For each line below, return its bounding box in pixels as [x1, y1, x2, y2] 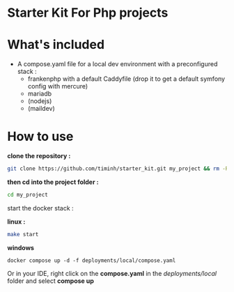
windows [7, 243, 35, 252]
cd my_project [7, 191, 49, 198]
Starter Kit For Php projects [7, 5, 169, 21]
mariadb [27, 89, 52, 98]
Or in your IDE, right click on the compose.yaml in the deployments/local [7, 269, 217, 277]
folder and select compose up [7, 277, 94, 285]
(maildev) [27, 105, 56, 113]
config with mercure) [27, 82, 88, 91]
